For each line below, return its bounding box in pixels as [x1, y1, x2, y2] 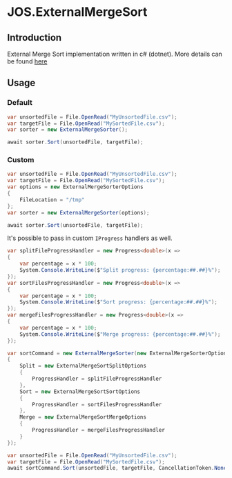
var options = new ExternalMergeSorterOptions [7, 183, 144, 190]
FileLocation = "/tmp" [19, 196, 85, 203]
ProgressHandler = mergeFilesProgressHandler [32, 427, 166, 434]
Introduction [7, 32, 62, 43]
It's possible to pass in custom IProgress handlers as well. [7, 234, 173, 242]
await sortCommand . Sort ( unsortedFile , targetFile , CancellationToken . [7, 465, 215, 472]
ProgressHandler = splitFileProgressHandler [32, 375, 162, 383]
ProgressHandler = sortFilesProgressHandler [32, 401, 162, 408]
